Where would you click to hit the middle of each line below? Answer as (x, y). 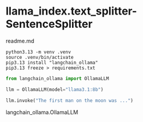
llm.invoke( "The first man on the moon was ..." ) (70, 100)
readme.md (20, 41)
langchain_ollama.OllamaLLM (42, 112)
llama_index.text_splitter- (71, 11)
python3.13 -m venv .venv (38, 52)
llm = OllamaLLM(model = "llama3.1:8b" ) (55, 89)
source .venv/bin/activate (40, 57)
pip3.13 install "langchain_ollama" (52, 63)
